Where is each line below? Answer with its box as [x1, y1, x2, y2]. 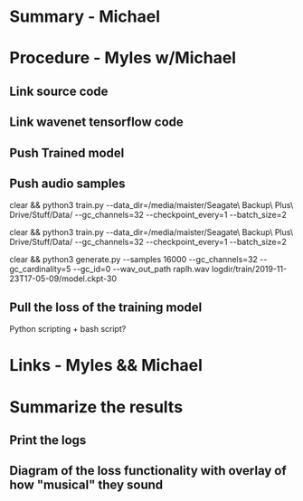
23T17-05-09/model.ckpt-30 [9, 273, 118, 284]
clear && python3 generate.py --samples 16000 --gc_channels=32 [9, 254, 258, 265]
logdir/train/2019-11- [211, 264, 288, 275]
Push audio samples [9, 175, 126, 191]
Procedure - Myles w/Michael [9, 48, 237, 69]
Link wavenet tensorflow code [9, 115, 184, 130]
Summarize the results [9, 396, 184, 417]
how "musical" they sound [9, 477, 164, 493]
